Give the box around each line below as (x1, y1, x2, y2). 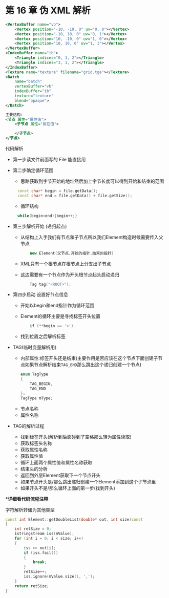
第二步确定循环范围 (12, 167, 54, 174)
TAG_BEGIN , (30, 381, 53, 387)
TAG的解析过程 (12, 423, 45, 429)
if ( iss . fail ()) (24, 550, 58, 556)
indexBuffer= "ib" (14, 89, 52, 94)
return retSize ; (14, 583, 50, 589)
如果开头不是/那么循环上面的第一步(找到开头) (20, 485, 115, 491)
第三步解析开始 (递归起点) (12, 223, 67, 229)
